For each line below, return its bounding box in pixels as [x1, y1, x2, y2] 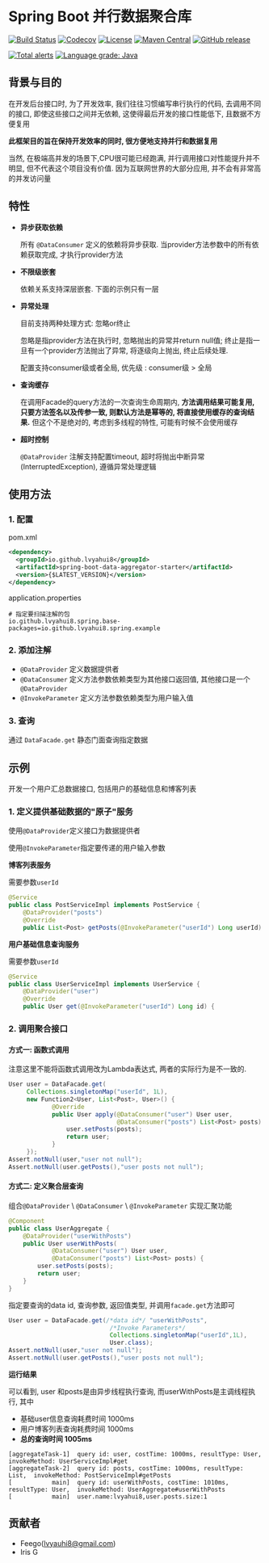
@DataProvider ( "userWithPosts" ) [23, 1232, 132, 1240]
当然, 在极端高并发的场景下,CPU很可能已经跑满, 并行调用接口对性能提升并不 [8, 153, 260, 162]
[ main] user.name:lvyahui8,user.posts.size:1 [8, 1492, 208, 1501]
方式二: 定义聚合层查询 [8, 1181, 83, 1191]
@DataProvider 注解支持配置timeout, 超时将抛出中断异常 [19, 452, 205, 461]
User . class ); [109, 1338, 153, 1347]
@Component [8, 1216, 45, 1225]
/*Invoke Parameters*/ [109, 1324, 186, 1332]
